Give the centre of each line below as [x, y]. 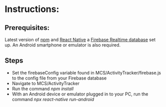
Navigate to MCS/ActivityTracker [45, 83]
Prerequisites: [27, 28]
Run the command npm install [42, 88]
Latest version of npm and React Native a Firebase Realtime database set [80, 39]
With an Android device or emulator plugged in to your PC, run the [80, 94]
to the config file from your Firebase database [59, 78]
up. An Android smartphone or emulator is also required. [63, 45]
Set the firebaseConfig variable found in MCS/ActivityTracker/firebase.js [86, 72]
